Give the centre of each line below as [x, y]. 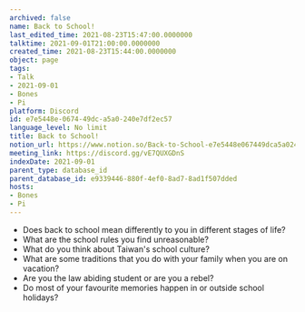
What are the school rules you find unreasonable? [115, 239]
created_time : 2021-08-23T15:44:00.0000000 [93, 52]
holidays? [40, 297]
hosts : [22, 187]
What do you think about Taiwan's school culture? [116, 249]
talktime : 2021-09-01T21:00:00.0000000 [85, 43]
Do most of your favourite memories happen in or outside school [143, 287]
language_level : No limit [58, 128]
